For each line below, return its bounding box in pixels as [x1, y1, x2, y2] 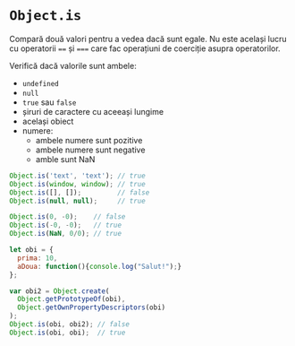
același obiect [21, 116, 74, 126]
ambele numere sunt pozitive [35, 134, 143, 145]
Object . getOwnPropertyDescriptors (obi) [17, 303, 166, 312]
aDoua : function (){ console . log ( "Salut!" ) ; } [17, 262, 181, 271]
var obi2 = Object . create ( [9, 286, 110, 296]
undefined [21, 79, 60, 88]
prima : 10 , [17, 254, 58, 263]
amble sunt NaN [35, 153, 96, 164]
